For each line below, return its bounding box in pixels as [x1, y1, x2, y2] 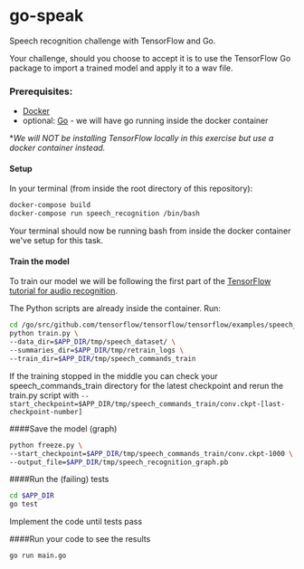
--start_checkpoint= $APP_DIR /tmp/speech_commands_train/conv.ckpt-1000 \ [9, 449, 294, 458]
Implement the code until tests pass [9, 517, 143, 527]
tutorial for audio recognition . [9, 286, 119, 297]
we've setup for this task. [9, 235, 104, 246]
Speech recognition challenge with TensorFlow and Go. [9, 35, 216, 46]
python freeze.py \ [9, 441, 83, 450]
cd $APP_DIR [9, 491, 54, 500]
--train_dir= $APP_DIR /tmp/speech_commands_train [9, 354, 196, 363]
